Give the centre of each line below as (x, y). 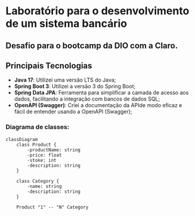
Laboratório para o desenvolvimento (97, 11)
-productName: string (54, 150)
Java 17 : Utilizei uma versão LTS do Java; (65, 80)
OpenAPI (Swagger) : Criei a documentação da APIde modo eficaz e (98, 105)
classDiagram (22, 139)
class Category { (38, 181)
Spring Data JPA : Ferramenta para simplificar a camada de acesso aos (101, 93)
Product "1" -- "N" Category (52, 207)
